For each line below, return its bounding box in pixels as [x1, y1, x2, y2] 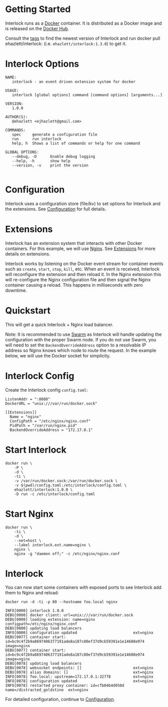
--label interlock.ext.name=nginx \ [14, 542, 91, 548]
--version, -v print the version [12, 162, 89, 168]
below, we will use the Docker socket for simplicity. [5, 352, 111, 359]
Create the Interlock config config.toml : [5, 387, 88, 393]
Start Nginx [5, 508, 54, 519]
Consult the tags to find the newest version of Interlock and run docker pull [5, 35, 160, 41]
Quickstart [5, 305, 51, 316]
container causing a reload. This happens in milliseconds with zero [5, 282, 143, 288]
